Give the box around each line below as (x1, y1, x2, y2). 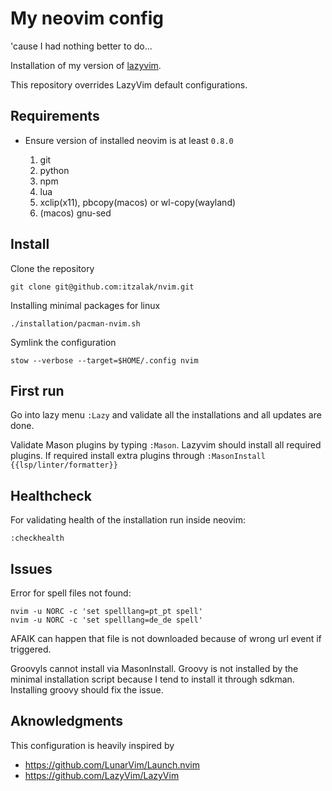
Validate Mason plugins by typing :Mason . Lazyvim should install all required (10, 439, 322, 451)
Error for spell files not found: (10, 587, 132, 599)
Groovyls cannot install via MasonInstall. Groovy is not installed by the (10, 663, 299, 674)
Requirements (10, 108, 100, 125)
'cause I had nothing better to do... (10, 40, 153, 52)
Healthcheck (10, 487, 92, 504)
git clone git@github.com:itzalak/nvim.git (10, 282, 195, 292)
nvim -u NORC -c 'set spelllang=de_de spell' (10, 615, 203, 625)
